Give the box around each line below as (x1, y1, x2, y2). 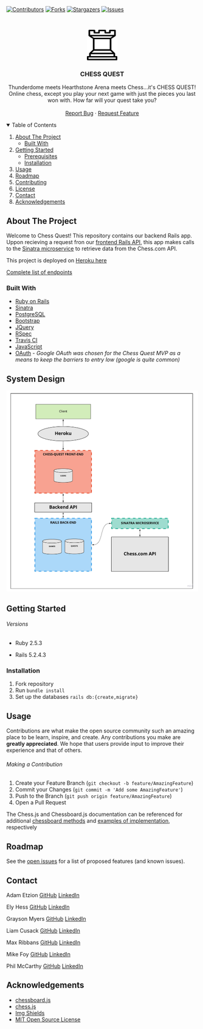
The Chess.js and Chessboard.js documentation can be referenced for (6, 811, 183, 818)
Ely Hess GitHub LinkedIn (6, 903, 70, 911)
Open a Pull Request (15, 799, 67, 806)
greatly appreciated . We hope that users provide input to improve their (6, 740, 184, 748)
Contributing (15, 179, 47, 186)
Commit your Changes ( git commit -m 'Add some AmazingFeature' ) (15, 786, 184, 793)
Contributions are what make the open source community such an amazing (6, 727, 194, 735)
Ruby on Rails (15, 298, 50, 305)
